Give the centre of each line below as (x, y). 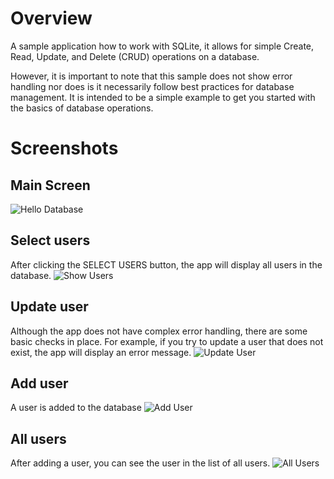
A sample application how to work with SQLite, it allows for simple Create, (162, 46)
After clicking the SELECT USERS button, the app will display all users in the (166, 264)
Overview (51, 18)
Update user (49, 307)
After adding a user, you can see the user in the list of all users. (140, 463)
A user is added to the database (76, 408)
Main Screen (50, 185)
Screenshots (64, 148)
